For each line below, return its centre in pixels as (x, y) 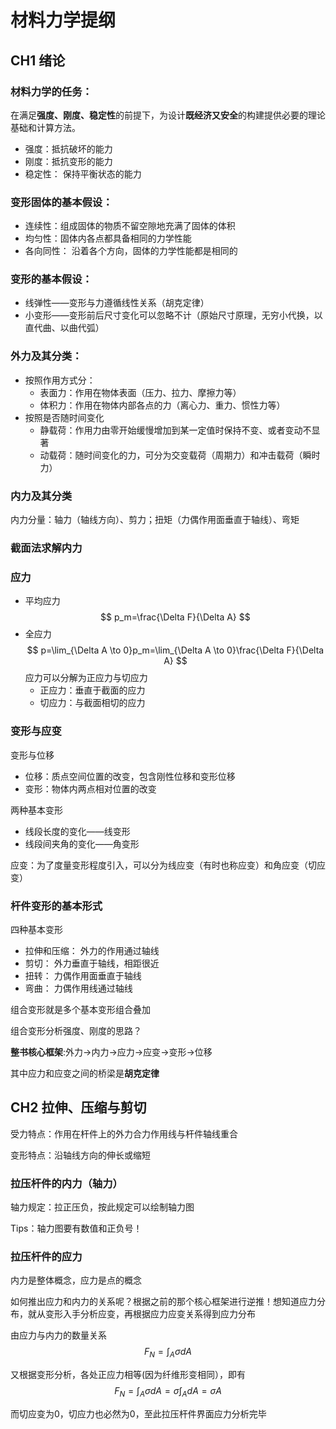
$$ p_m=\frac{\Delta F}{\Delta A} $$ (175, 617)
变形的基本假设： (51, 279)
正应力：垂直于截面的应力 (92, 690)
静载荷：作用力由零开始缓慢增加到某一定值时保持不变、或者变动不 (175, 430)
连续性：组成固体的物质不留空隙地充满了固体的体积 (130, 226)
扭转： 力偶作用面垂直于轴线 (83, 975)
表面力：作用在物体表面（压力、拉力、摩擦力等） (140, 392)
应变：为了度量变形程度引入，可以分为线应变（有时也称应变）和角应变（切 (163, 865)
